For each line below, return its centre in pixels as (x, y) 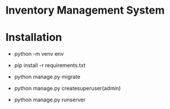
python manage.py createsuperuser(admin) (67, 88)
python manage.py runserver (50, 100)
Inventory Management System (85, 10)
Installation (34, 38)
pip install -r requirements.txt (50, 65)
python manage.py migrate (47, 77)
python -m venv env (39, 54)
